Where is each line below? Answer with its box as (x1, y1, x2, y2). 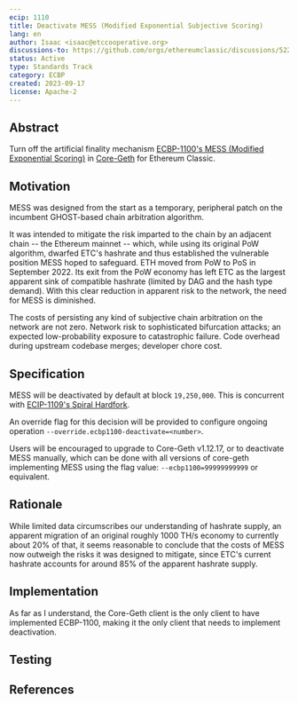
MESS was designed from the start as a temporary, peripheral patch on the (9, 202, 283, 213)
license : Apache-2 (9, 87, 77, 96)
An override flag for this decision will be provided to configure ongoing (9, 416, 268, 427)
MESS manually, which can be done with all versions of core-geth (9, 452, 250, 462)
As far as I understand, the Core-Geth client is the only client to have (9, 607, 260, 618)
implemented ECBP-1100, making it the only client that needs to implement (9, 617, 281, 628)
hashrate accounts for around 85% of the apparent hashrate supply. (9, 558, 258, 569)
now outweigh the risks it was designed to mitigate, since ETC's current (9, 549, 271, 559)
